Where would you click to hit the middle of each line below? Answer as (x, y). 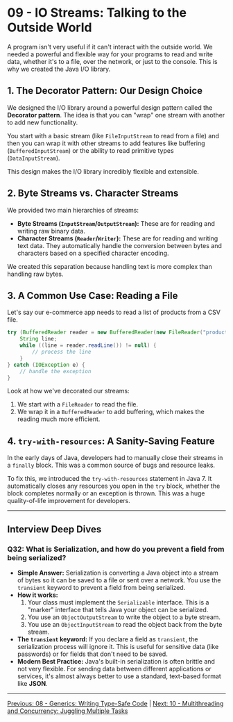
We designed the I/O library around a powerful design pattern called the (110, 107)
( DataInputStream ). (34, 158)
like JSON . (32, 683)
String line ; (38, 339)
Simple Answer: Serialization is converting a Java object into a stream (118, 573)
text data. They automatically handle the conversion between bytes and (119, 245)
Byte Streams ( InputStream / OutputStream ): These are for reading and (116, 223)
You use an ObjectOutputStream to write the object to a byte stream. (124, 617)
